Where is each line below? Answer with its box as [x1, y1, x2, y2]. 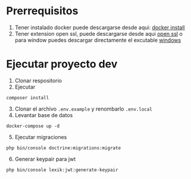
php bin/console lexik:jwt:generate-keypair [6, 167, 118, 173]
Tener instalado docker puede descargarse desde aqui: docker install [14, 24, 185, 31]
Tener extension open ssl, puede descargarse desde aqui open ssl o [14, 30, 183, 37]
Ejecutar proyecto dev [6, 58, 118, 71]
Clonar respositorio [14, 77, 62, 84]
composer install [6, 95, 49, 101]
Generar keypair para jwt [14, 155, 76, 162]
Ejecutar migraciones [14, 133, 67, 140]
